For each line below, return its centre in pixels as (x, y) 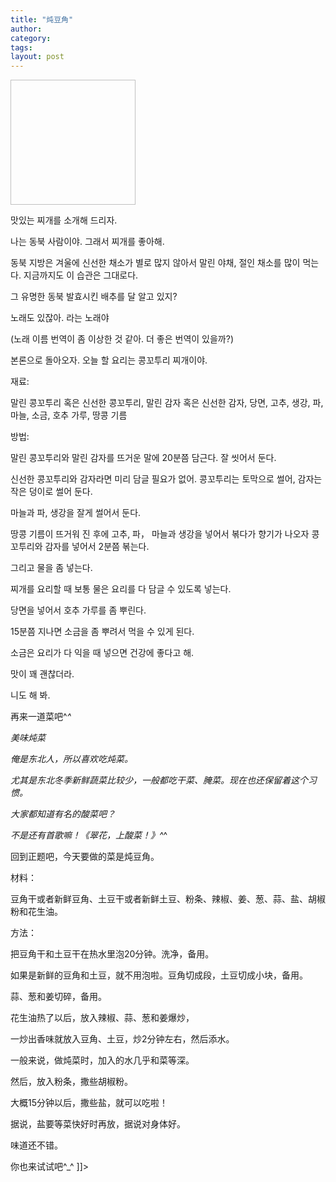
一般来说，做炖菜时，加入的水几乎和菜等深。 (102, 1060)
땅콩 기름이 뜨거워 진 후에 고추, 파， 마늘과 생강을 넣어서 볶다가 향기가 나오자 (160, 534)
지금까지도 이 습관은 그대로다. (81, 275)
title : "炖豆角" (42, 19)
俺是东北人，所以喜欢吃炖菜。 (71, 759)
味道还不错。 (36, 1145)
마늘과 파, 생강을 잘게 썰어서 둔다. (76, 513)
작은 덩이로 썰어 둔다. (51, 492)
